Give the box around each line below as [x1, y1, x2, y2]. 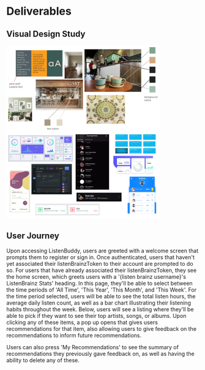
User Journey [6, 231, 59, 241]
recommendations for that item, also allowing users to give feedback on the [6, 325, 197, 332]
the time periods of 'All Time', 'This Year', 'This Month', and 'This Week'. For [6, 286, 197, 293]
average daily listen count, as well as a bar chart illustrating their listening [6, 299, 192, 306]
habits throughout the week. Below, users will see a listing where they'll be [6, 305, 194, 313]
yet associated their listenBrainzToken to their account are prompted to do [6, 260, 194, 267]
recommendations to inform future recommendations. [6, 331, 142, 339]
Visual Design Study [6, 29, 86, 39]
